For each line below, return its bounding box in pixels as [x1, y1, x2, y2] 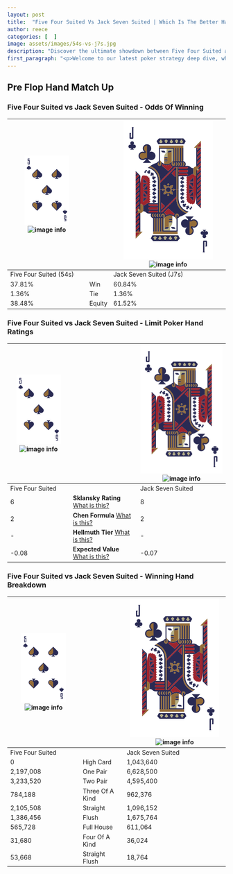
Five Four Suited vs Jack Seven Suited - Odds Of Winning [7, 103, 205, 112]
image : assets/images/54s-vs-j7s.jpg [7, 40, 116, 48]
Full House [83, 823, 113, 832]
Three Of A [83, 787, 114, 795]
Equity [89, 299, 107, 308]
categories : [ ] [7, 33, 58, 40]
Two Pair [83, 777, 108, 785]
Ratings [7, 327, 34, 336]
